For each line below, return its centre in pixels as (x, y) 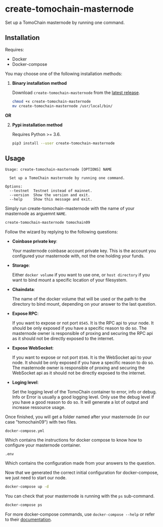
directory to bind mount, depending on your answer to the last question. (84, 304)
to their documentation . (28, 519)
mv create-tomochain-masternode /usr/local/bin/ (62, 106)
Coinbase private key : (35, 241)
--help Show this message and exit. (51, 199)
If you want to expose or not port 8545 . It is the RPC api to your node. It (83, 323)
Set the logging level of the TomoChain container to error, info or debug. (84, 392)
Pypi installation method (37, 125)
